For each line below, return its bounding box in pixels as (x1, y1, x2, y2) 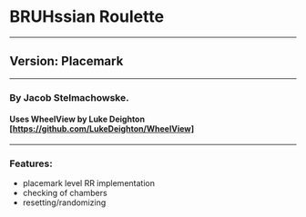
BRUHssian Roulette (9, 6, 165, 27)
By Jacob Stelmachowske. (9, 91, 129, 104)
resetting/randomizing (22, 197, 107, 208)
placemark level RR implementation (22, 178, 155, 189)
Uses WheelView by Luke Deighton (9, 113, 146, 124)
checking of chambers (22, 188, 107, 199)
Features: (9, 157, 53, 170)
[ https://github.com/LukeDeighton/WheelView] (9, 123, 195, 134)
